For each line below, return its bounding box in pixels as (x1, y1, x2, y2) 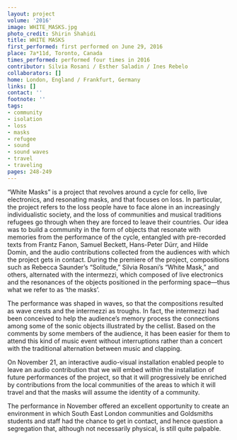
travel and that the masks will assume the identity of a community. (7, 388, 200, 396)
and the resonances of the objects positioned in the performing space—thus (7, 277, 230, 286)
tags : (7, 103, 23, 110)
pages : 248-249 (7, 168, 52, 175)
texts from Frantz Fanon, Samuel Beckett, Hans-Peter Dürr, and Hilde (7, 240, 209, 248)
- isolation (7, 115, 42, 122)
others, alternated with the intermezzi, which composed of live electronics (7, 270, 224, 279)
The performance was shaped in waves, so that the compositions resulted (7, 299, 224, 308)
